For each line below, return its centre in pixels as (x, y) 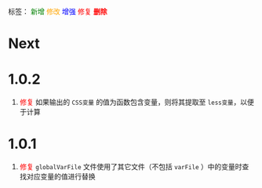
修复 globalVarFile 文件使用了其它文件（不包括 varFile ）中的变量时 (131, 167)
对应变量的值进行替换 (61, 177)
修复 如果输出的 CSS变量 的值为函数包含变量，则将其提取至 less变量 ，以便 (137, 102)
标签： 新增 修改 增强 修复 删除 (58, 11)
